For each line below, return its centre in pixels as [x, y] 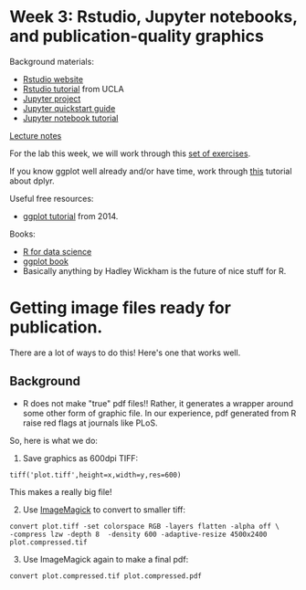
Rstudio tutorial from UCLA [74, 89]
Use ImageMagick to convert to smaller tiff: [104, 510]
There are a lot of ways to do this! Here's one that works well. [125, 353]
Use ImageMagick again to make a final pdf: [106, 559]
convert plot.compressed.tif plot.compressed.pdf [106, 576]
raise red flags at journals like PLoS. [90, 423]
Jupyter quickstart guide [69, 108]
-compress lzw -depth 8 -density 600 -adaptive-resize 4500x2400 [138, 534]
